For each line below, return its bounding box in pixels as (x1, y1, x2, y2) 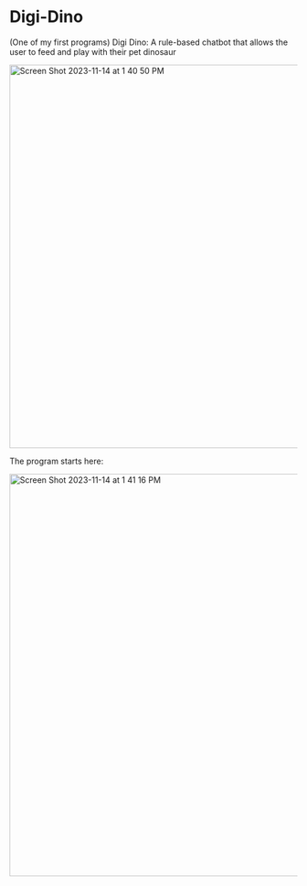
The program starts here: (9, 455, 104, 466)
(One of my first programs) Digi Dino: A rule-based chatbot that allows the (9, 37, 289, 48)
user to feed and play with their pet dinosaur (9, 46, 176, 57)
